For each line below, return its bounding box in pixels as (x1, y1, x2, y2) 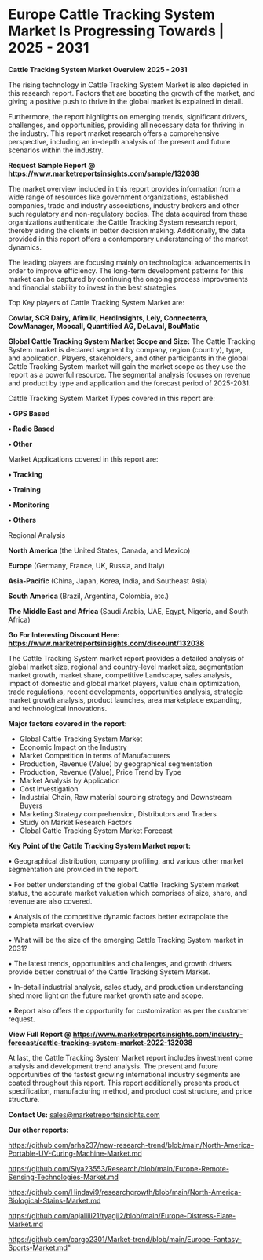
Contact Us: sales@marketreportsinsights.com (8, 1109, 161, 1119)
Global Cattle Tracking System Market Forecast (19, 826, 173, 835)
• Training (8, 484, 42, 494)
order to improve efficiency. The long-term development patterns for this (8, 265, 243, 276)
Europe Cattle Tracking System (8, 5, 215, 24)
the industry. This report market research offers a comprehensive (8, 128, 220, 138)
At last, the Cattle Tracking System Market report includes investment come (8, 1053, 253, 1062)
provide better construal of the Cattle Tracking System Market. (8, 967, 210, 977)
